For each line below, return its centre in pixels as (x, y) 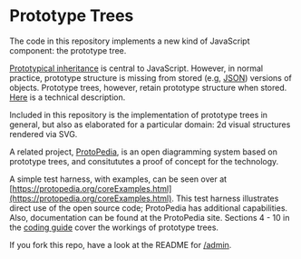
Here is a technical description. (68, 97)
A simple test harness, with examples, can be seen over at (118, 179)
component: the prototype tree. (68, 50)
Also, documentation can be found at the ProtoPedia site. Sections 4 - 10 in (150, 217)
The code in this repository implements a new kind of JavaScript (130, 41)
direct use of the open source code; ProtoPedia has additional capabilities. (149, 208)
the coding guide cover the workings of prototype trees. (114, 227)
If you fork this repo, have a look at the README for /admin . (121, 244)
